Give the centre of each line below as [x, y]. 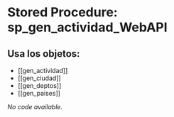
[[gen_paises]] [39, 93]
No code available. [35, 107]
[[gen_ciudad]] [39, 78]
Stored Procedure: [63, 12]
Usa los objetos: [44, 54]
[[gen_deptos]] [39, 85]
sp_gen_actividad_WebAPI [88, 27]
